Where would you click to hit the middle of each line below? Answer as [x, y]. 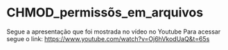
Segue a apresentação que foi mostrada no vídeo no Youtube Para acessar [114, 32]
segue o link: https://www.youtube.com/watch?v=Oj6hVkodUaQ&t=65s [108, 38]
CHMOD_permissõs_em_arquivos [105, 13]
